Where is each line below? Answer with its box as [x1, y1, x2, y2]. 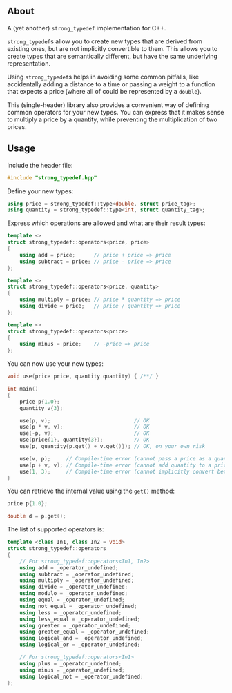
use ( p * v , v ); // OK [19, 424, 150, 431]
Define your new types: [7, 186, 74, 195]
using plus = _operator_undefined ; [19, 660, 122, 667]
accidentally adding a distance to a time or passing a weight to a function [7, 79, 215, 88]
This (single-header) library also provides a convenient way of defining [7, 100, 209, 109]
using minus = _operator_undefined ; [19, 666, 126, 674]
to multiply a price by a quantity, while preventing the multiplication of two [7, 115, 217, 124]
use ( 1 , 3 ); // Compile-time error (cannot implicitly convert [19, 468, 215, 475]
